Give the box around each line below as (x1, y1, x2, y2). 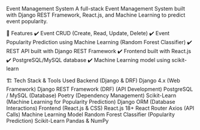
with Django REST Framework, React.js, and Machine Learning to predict (6, 11, 186, 18)
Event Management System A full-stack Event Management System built (6, 5, 186, 12)
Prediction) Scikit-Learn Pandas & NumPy (6, 117, 109, 124)
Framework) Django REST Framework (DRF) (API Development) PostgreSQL (6, 86, 193, 92)
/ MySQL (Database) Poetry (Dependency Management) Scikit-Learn (6, 92, 177, 99)
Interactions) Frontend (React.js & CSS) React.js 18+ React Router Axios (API (6, 104, 195, 112)
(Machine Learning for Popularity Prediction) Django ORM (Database (6, 98, 175, 105)
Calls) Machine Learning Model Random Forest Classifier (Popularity (6, 111, 175, 118)
